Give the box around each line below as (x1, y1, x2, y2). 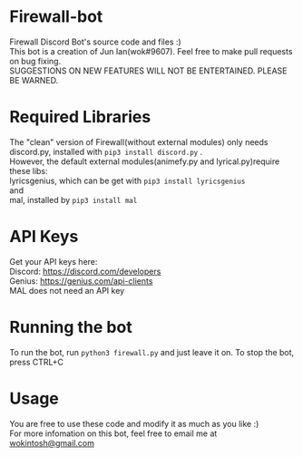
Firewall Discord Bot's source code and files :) (9, 36, 181, 47)
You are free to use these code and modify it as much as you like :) (9, 418, 259, 429)
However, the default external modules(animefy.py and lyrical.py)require (9, 156, 280, 167)
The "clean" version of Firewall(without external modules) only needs (9, 136, 269, 147)
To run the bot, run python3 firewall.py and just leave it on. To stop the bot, (9, 346, 295, 357)
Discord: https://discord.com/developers (9, 266, 161, 277)
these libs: (9, 165, 48, 176)
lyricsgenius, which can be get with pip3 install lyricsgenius (9, 175, 246, 186)
